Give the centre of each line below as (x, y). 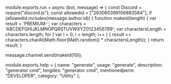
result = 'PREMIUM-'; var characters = (46, 23)
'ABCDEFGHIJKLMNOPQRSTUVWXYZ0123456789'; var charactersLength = (86, 29)
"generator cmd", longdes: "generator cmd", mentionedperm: (70, 70)
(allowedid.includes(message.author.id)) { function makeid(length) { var (81, 18)
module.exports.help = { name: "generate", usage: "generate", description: (84, 65)
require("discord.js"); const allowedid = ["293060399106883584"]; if (79, 13)
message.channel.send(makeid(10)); (44, 55)
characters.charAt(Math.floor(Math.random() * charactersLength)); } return (85, 40)
